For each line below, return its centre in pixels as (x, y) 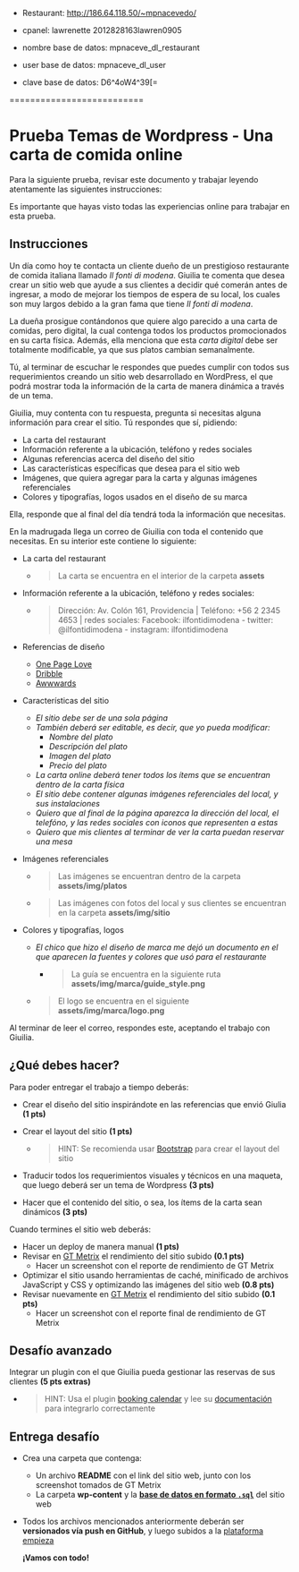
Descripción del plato (88, 746)
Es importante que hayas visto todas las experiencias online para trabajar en (149, 206)
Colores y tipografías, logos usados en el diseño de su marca (135, 497)
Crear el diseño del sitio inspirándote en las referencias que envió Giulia (154, 1104)
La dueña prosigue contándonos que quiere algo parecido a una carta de (144, 320)
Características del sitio (66, 700)
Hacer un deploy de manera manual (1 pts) (101, 1246)
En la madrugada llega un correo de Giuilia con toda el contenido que (137, 531)
